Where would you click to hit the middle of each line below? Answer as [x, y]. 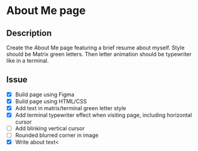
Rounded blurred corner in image [57, 135]
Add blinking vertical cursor [50, 128]
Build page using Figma [44, 94]
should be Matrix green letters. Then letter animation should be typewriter [99, 54]
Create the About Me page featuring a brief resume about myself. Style [95, 47]
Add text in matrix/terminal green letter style [71, 108]
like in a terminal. [27, 61]
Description [29, 33]
